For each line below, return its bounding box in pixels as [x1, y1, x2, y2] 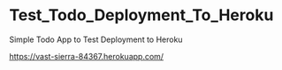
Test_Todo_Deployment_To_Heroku [9, 5, 274, 25]
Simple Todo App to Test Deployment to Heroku [9, 34, 183, 45]
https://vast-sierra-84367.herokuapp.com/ [9, 51, 164, 61]
